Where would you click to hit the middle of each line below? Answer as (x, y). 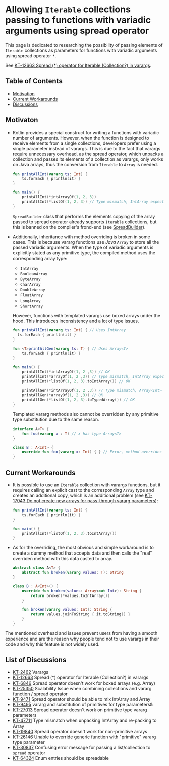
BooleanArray (34, 274)
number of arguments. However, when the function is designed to (81, 138)
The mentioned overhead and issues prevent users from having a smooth (81, 633)
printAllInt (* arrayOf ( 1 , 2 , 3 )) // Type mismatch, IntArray (86, 376)
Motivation (24, 93)
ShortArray (32, 306)
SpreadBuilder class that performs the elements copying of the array (84, 216)
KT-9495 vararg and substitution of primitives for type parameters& (83, 704)
